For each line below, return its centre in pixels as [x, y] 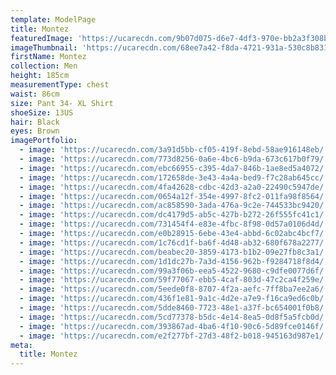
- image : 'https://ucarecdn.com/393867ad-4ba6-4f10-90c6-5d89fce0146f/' [174, 326]
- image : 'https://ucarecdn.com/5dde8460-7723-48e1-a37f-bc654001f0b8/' [174, 308]
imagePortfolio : [44, 141]
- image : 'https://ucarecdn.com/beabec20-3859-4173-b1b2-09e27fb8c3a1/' [174, 252]
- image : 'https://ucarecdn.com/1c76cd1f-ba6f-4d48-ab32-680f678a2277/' [174, 242]
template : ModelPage [53, 19]
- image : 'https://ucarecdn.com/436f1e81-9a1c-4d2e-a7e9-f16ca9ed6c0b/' [174, 299]
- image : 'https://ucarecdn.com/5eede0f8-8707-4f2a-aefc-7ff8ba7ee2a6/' [174, 289]
